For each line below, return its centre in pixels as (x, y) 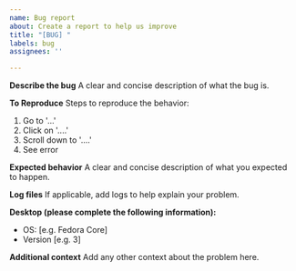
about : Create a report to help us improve (93, 26)
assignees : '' (36, 52)
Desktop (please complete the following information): (113, 212)
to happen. (30, 177)
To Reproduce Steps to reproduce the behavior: (99, 103)
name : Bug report (42, 18)
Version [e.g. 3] (52, 240)
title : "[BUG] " (40, 35)
